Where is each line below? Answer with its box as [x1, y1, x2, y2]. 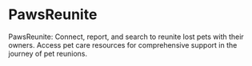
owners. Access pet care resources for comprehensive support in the [8, 40, 238, 49]
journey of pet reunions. [8, 49, 88, 58]
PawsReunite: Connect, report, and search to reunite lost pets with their [8, 32, 244, 41]
